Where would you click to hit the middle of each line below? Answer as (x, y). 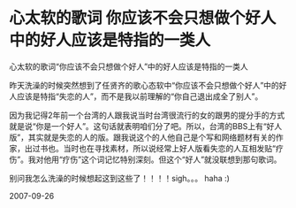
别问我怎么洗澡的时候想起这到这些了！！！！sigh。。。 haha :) (119, 178)
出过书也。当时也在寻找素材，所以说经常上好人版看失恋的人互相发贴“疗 (154, 148)
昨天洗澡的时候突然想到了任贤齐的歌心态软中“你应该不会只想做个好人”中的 (144, 85)
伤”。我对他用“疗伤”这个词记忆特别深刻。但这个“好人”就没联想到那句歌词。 (145, 159)
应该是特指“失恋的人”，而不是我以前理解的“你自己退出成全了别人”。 (140, 96)
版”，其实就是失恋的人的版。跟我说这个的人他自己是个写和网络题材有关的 (143, 137)
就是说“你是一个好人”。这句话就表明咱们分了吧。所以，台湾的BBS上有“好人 (146, 126)
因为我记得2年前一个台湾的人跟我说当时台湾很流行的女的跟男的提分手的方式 (147, 115)
